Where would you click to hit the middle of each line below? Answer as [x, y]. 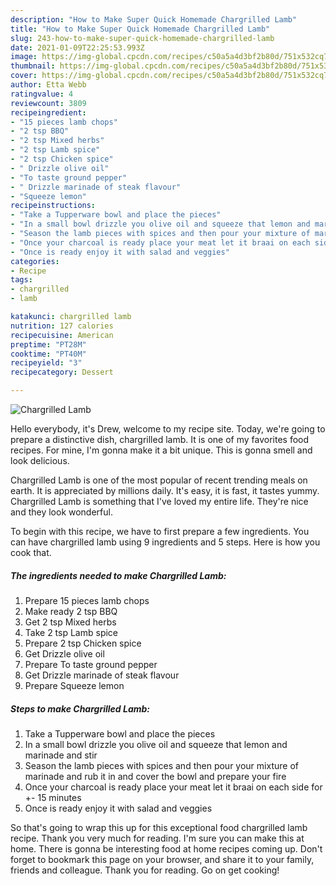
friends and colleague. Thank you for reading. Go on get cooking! [145, 870]
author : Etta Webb [48, 85]
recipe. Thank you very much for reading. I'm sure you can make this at [157, 838]
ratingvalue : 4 [42, 94]
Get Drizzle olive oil [64, 653]
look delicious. [40, 460]
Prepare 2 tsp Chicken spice [83, 643]
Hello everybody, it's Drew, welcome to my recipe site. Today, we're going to [168, 429]
